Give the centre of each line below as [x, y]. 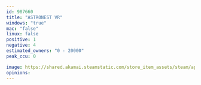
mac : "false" [22, 28]
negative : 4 [21, 45]
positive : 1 [21, 40]
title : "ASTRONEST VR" [34, 17]
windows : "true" [26, 23]
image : [14, 67]
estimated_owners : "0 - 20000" [45, 51]
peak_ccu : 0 [21, 56]
